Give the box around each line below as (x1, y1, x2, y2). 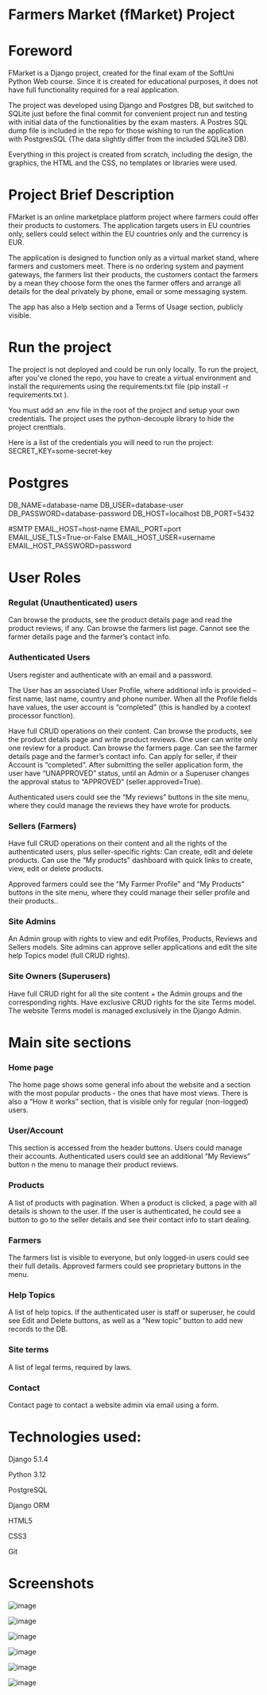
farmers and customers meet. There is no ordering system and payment (8, 261, 244, 271)
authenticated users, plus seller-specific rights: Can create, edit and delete (8, 847, 253, 857)
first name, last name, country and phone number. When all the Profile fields (8, 694, 258, 703)
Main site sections (8, 1033, 132, 1051)
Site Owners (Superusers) (8, 971, 111, 982)
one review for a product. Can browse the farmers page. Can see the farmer (8, 743, 258, 753)
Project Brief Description (8, 186, 175, 204)
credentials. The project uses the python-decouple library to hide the (8, 414, 234, 423)
